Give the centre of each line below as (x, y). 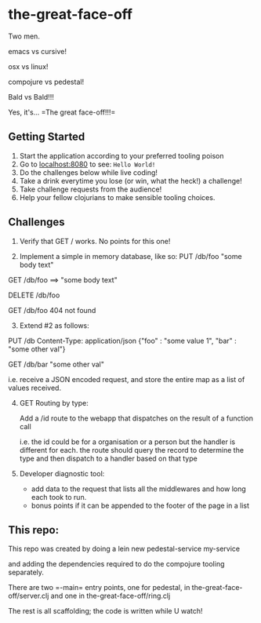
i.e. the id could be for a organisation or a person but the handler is (127, 442)
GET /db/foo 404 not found (52, 310)
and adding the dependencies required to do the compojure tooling (116, 564)
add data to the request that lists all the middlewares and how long (139, 489)
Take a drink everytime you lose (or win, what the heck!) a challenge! (131, 180)
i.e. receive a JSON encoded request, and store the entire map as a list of (127, 379)
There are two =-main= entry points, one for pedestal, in (99, 588)
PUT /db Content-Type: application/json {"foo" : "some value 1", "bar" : (122, 341)
